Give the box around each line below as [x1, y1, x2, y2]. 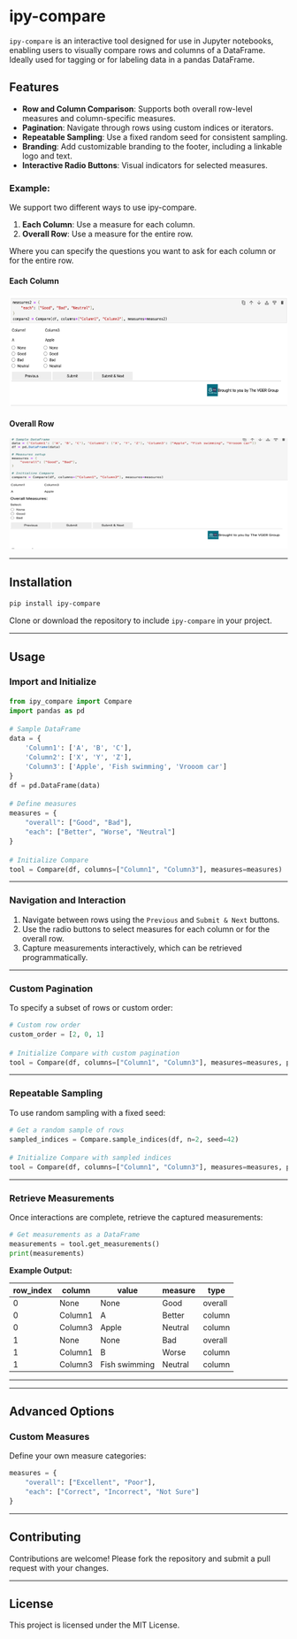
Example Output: [9, 1266, 72, 1276]
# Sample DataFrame [9, 725, 81, 734]
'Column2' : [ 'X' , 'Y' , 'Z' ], [25, 753, 133, 762]
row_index [12, 1285, 53, 1296]
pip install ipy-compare [9, 599, 101, 608]
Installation [9, 574, 72, 589]
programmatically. [21, 951, 88, 962]
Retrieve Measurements [9, 1192, 115, 1204]
